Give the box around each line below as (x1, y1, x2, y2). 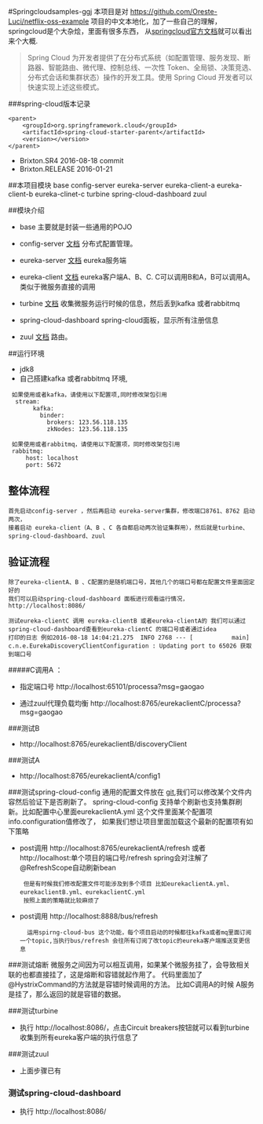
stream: (15, 398, 41, 406)
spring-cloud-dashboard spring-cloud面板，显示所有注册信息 (19, 316, 219, 324)
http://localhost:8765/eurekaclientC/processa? (89, 698, 242, 708)
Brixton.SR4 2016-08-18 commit (19, 156, 124, 165)
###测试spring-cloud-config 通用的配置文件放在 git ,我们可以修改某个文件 (8, 787, 246, 797)
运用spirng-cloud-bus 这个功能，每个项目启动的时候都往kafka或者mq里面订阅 (27, 929, 252, 936)
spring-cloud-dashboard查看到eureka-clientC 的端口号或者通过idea (8, 625, 217, 633)
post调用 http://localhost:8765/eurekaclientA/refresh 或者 (19, 843, 206, 852)
